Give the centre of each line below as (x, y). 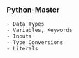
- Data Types (26, 24)
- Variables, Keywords (39, 30)
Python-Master (33, 10)
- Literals (22, 49)
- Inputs (19, 36)
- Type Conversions (35, 43)
